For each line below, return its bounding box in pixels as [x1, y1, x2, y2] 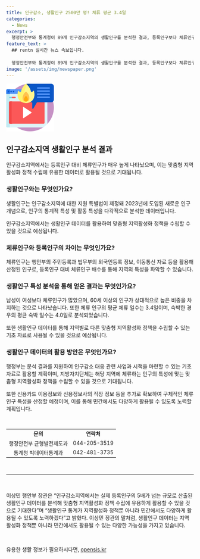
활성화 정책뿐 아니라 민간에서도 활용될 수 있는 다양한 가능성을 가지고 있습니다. [6, 521, 186, 529]
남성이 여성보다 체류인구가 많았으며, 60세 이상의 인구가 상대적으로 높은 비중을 [6, 296, 186, 304]
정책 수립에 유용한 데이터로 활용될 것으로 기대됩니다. [21, 168, 143, 176]
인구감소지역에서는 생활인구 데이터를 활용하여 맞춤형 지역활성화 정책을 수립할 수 [6, 220, 191, 227]
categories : [6, 15, 36, 22]
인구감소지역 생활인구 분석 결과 [6, 144, 113, 154]
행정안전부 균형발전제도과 [8, 439, 68, 446]
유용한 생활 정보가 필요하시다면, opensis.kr [6, 546, 107, 553]
